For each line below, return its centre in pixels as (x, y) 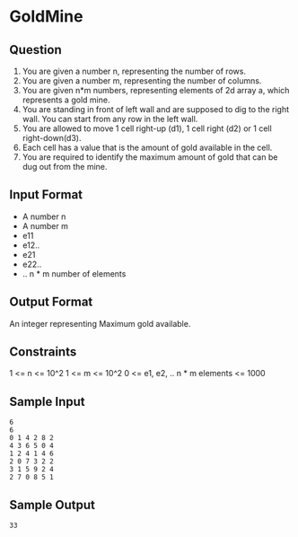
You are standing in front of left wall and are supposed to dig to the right (156, 109)
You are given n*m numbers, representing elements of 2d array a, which (156, 90)
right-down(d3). (52, 138)
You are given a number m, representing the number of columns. (142, 81)
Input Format (46, 195)
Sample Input (47, 401)
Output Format (51, 302)
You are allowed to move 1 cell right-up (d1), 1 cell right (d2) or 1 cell (147, 128)
